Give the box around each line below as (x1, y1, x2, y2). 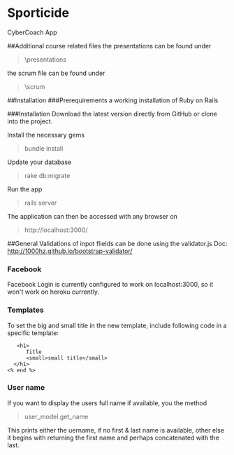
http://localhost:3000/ (24, 226, 88, 234)
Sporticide (7, 5, 70, 21)
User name (7, 383, 45, 393)
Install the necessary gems (7, 130, 85, 139)
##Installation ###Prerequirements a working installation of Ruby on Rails (7, 96, 219, 104)
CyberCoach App (7, 28, 57, 36)
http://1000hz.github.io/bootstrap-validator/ (7, 247, 133, 255)
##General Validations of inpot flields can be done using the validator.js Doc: (7, 239, 228, 247)
